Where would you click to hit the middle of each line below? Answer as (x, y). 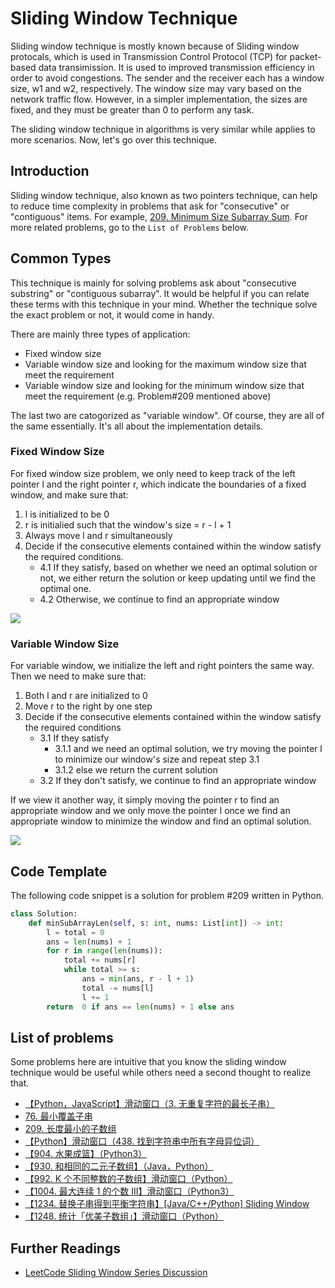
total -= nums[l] (118, 988)
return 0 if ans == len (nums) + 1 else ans (140, 1007)
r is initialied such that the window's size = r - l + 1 (128, 524)
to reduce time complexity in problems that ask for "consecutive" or (150, 206)
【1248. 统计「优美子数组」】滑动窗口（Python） (124, 1216)
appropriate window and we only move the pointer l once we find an (150, 811)
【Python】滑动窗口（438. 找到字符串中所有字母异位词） (142, 1141)
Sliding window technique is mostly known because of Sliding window (155, 46)
